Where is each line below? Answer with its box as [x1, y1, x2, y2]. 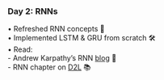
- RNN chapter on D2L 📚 [7, 62, 91, 72]
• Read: [7, 44, 33, 54]
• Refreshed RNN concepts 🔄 [7, 24, 105, 34]
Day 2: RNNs [7, 6, 58, 17]
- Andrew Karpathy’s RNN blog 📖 [7, 53, 117, 63]
